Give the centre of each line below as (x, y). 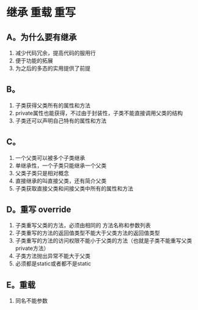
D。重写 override (39, 210)
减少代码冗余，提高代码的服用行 (55, 53)
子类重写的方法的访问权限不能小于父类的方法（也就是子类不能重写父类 (104, 241)
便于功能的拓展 (34, 61)
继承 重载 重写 (41, 13)
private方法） (32, 248)
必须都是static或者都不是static (53, 263)
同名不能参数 (31, 301)
